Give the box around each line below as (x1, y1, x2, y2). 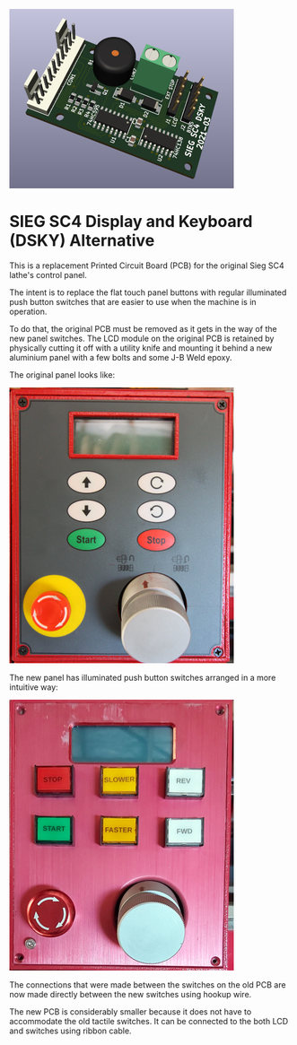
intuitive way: (9, 682, 58, 692)
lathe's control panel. (9, 269, 88, 280)
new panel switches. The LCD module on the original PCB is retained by (9, 333, 275, 344)
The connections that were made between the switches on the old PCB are (9, 979, 286, 990)
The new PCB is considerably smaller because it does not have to (9, 1006, 252, 1017)
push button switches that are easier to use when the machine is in (9, 296, 258, 307)
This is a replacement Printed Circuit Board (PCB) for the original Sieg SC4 (9, 260, 284, 271)
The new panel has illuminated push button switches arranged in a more (9, 672, 276, 683)
